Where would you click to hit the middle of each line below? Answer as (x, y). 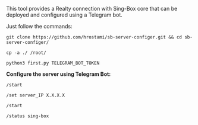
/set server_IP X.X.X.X (36, 95)
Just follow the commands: (39, 26)
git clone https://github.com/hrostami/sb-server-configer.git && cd (94, 37)
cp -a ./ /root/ (26, 53)
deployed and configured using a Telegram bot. (65, 15)
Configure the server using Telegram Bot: (59, 74)
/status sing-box (28, 116)
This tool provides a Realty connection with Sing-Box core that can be (92, 9)
